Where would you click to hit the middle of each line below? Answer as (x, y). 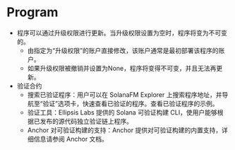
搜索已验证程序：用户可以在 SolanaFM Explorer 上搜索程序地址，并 (125, 94)
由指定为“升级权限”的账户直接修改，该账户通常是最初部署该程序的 (123, 50)
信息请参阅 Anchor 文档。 (71, 139)
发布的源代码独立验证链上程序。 (86, 121)
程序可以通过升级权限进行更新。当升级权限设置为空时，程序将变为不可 (119, 33)
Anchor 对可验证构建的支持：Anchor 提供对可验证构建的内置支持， (125, 130)
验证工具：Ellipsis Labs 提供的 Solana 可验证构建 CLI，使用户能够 (122, 112)
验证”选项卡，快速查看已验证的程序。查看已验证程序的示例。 (131, 103)
